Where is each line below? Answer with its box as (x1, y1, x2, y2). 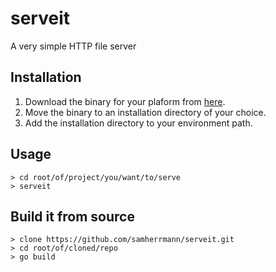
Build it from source (10, 208, 135, 225)
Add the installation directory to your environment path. (24, 117, 253, 129)
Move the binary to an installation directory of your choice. (24, 106, 267, 118)
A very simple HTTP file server (10, 40, 137, 52)
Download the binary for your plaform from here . (24, 95, 226, 107)
